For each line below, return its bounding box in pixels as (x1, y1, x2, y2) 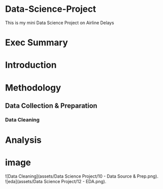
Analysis (5, 134, 42, 146)
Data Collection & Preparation (5, 101, 97, 110)
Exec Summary (5, 37, 68, 48)
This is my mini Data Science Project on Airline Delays (5, 20, 114, 26)
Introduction (5, 60, 57, 71)
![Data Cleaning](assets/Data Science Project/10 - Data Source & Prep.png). (5, 173, 159, 179)
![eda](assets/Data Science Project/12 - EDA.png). (5, 178, 107, 184)
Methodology (5, 82, 61, 93)
